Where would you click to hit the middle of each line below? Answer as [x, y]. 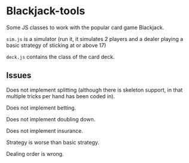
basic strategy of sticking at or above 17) [56, 45]
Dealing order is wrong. [35, 153]
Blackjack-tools [46, 11]
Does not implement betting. [41, 108]
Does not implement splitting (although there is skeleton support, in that [94, 90]
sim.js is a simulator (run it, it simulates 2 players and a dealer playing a [95, 39]
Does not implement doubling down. [51, 119]
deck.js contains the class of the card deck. [60, 57]
